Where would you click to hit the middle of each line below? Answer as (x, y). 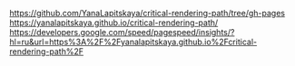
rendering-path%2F (47, 52)
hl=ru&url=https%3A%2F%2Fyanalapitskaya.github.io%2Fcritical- (133, 42)
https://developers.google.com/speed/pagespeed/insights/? (122, 32)
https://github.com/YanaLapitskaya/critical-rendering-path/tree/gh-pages (147, 13)
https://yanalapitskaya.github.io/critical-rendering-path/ (114, 23)
